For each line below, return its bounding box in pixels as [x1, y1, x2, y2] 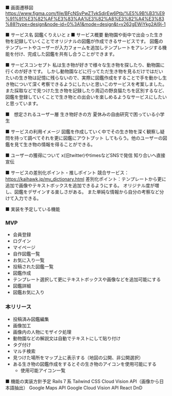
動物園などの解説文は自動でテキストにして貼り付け [12, 335, 121, 341]
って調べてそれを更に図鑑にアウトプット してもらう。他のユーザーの [18, 135, 163, 141]
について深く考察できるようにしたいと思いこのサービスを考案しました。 [14, 81, 167, 87]
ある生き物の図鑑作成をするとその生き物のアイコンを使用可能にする [12, 361, 157, 367]
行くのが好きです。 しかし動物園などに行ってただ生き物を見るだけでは [5, 68, 155, 74]
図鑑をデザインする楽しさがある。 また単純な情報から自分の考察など [14, 189, 160, 195]
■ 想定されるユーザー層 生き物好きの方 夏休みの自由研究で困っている [5, 111, 156, 117]
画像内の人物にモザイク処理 [12, 329, 72, 335]
